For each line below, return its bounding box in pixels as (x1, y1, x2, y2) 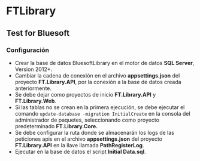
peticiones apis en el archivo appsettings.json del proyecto (14, 135, 163, 143)
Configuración (6, 46, 50, 54)
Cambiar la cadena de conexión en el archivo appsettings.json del (14, 72, 180, 79)
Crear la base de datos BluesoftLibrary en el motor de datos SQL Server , (14, 59, 195, 66)
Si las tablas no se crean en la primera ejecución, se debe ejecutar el (14, 103, 185, 111)
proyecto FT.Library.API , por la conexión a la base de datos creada (14, 78, 181, 85)
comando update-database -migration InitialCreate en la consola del (14, 110, 190, 117)
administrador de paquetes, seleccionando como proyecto (14, 116, 160, 123)
